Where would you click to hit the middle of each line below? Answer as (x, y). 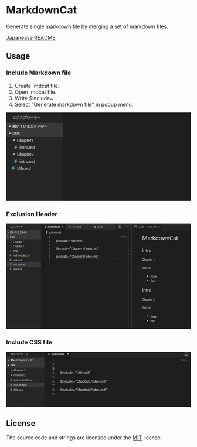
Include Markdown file (39, 73)
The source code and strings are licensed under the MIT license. (84, 438)
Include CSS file (29, 342)
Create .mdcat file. (37, 86)
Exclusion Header (32, 214)
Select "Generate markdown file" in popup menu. (74, 104)
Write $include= (34, 98)
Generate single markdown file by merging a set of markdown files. (87, 26)
